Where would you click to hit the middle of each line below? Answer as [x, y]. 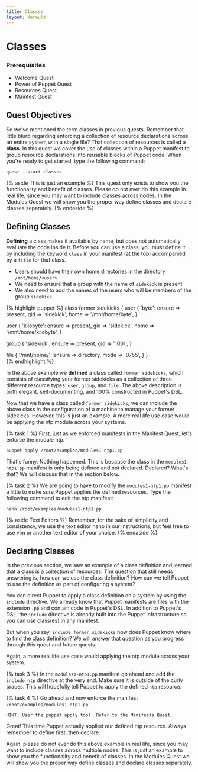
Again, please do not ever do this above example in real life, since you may [97, 744]
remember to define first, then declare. [53, 732]
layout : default [26, 17]
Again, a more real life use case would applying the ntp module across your [98, 656]
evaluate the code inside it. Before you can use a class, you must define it [96, 247]
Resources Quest [36, 90]
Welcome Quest [34, 78]
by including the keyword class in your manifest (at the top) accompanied [96, 253]
